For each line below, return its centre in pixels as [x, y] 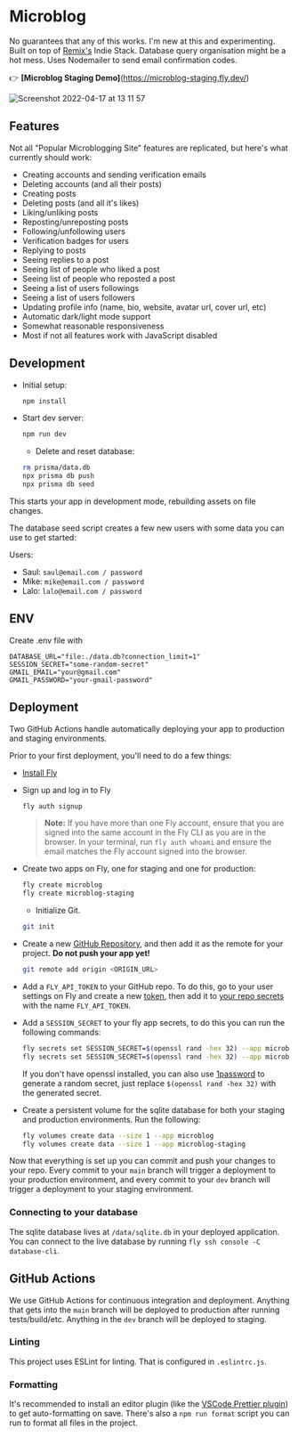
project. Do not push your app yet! [86, 954]
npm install [44, 401]
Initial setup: [44, 385]
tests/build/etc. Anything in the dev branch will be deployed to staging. [138, 1319]
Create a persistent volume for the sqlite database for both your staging [153, 1109]
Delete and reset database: [85, 451]
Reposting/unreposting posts [75, 222]
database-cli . [34, 1250]
